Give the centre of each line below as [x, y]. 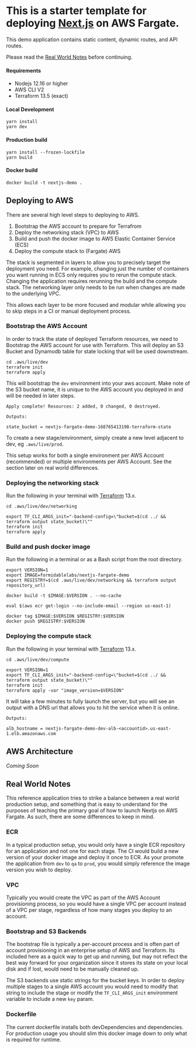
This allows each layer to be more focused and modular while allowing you [96, 305]
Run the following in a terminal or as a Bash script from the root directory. [94, 559]
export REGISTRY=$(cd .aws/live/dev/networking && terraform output [91, 580]
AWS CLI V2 [29, 90]
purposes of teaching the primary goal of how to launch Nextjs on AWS [92, 811]
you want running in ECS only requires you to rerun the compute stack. [92, 275]
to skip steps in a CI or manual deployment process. [69, 311]
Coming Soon [23, 766]
